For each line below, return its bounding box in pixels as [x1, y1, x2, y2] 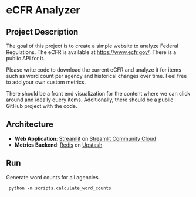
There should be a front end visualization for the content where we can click [6, 90, 191, 97]
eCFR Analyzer [6, 4, 80, 17]
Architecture [6, 120, 54, 130]
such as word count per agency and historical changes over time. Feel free [6, 73, 187, 79]
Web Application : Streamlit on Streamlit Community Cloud [14, 135, 157, 142]
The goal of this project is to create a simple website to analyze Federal [6, 42, 179, 49]
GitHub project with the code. [6, 103, 77, 109]
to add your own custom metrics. [6, 79, 86, 86]
